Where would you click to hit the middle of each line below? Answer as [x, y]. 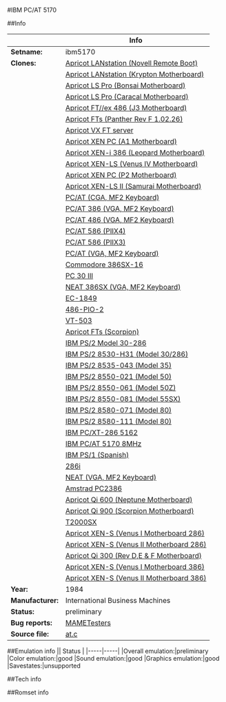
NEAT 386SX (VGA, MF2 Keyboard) [123, 287]
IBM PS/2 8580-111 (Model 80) [119, 421]
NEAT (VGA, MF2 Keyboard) [111, 477]
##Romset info [28, 692]
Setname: [27, 52]
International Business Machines [118, 600]
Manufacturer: [35, 600]
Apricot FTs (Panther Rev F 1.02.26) [124, 119]
